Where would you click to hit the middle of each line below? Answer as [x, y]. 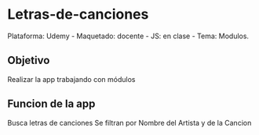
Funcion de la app [51, 104]
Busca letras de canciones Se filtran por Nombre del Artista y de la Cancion [129, 123]
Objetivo [29, 60]
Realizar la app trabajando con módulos [71, 79]
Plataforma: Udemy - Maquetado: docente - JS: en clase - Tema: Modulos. [128, 36]
